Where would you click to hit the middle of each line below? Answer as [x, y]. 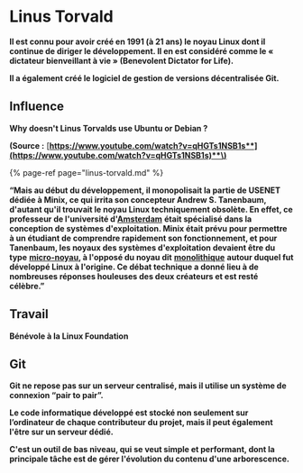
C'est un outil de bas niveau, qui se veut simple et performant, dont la [142, 450]
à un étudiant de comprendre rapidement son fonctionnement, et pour [143, 238]
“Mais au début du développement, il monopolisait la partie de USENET [145, 190]
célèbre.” [27, 286]
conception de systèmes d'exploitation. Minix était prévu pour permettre [148, 228]
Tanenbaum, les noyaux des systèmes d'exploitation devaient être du [142, 247]
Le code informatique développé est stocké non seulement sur [129, 413]
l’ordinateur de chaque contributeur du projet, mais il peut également [141, 423]
